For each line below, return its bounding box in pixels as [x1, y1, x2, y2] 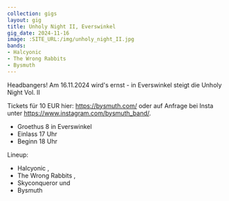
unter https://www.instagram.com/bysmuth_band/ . [7, 109, 152, 117]
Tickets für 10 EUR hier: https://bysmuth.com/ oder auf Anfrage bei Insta [7, 101, 214, 110]
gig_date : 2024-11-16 [7, 29, 70, 37]
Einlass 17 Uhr [17, 130, 57, 138]
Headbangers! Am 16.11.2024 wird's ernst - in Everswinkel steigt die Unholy [7, 80, 222, 89]
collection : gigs [7, 10, 57, 17]
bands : [7, 42, 26, 49]
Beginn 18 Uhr [17, 137, 57, 146]
